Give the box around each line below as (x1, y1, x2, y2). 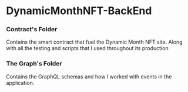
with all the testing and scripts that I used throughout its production (6, 45, 169, 52)
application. (6, 79, 35, 86)
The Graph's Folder (6, 60, 62, 68)
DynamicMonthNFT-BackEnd (6, 4, 152, 18)
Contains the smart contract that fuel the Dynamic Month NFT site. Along (6, 38, 183, 45)
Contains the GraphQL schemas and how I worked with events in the (6, 73, 172, 80)
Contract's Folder (6, 25, 58, 34)
